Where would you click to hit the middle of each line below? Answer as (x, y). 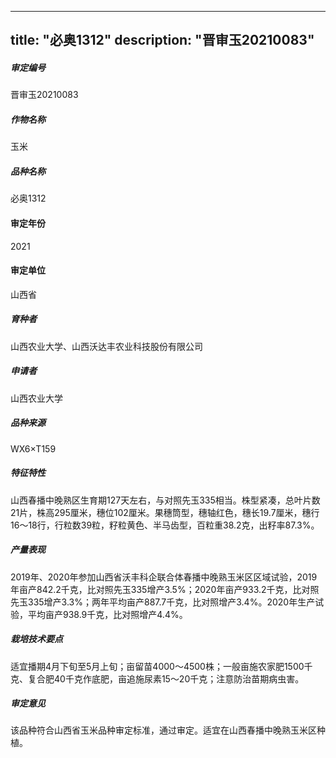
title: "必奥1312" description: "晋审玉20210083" (162, 40)
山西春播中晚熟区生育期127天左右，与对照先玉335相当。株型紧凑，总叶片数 (165, 500)
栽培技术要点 (36, 639)
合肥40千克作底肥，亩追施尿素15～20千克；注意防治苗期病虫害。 (170, 678)
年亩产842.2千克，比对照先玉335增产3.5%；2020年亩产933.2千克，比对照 (165, 589)
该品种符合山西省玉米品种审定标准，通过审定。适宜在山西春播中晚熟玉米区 (163, 730)
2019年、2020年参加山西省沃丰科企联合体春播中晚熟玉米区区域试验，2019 (164, 577)
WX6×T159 (33, 448)
